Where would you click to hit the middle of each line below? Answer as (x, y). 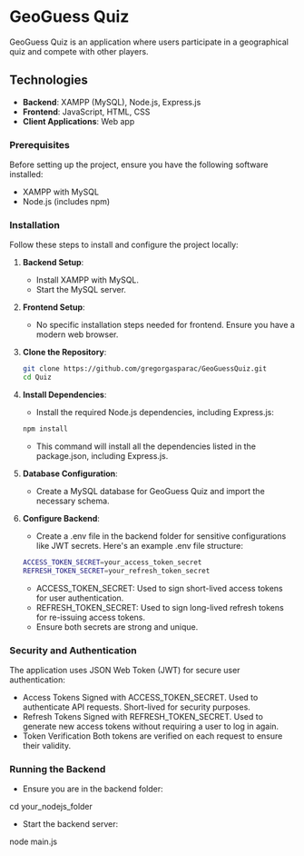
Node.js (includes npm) (66, 202)
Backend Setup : (53, 263)
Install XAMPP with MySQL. (87, 280)
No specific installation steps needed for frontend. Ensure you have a (165, 325)
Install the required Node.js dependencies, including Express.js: (155, 413)
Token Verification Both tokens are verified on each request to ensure (152, 736)
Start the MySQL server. (81, 290)
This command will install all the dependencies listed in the (146, 446)
